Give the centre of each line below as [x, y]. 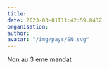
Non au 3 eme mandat [39, 59]
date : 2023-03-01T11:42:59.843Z [54, 20]
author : [19, 33]
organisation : [28, 26]
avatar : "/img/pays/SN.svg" [49, 40]
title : [17, 14]
